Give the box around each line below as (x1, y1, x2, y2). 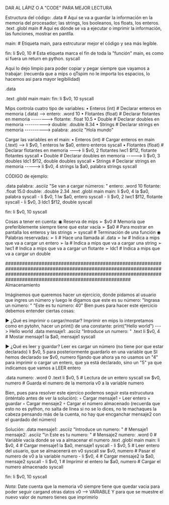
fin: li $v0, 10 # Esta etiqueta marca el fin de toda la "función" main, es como (5, 50, 164, 56)
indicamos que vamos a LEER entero (5, 365, 81, 371)
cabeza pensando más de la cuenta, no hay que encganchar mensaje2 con (5, 411, 161, 417)
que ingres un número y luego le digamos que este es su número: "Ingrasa (5, 297, 160, 303)
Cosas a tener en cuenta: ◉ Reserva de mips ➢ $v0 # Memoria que (5, 218, 145, 225)
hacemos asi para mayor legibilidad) (5, 76, 80, 82)
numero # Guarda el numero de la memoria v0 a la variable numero (5, 380, 144, 386)
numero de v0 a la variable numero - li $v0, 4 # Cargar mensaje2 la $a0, (5, 453, 155, 459)
